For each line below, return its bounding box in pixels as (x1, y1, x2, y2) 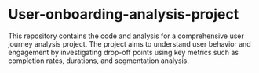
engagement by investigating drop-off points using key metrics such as (8, 47, 239, 57)
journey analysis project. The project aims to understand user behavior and (8, 39, 251, 48)
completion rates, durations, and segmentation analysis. (8, 56, 190, 65)
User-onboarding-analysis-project (8, 5, 239, 23)
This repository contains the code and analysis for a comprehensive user (8, 31, 245, 40)
